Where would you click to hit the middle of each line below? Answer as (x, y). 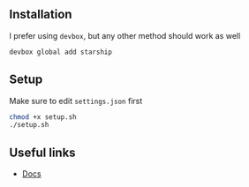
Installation (41, 15)
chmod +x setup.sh (43, 117)
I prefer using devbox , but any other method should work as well (125, 35)
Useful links (43, 152)
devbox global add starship (61, 52)
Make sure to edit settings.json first (76, 101)
